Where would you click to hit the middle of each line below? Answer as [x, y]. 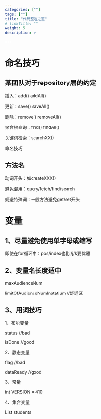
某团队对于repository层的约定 [51, 83]
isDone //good [20, 342]
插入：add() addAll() [26, 96]
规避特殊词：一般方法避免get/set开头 [43, 199]
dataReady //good [23, 372]
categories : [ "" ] [23, 10]
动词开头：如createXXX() [31, 178]
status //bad [17, 333]
